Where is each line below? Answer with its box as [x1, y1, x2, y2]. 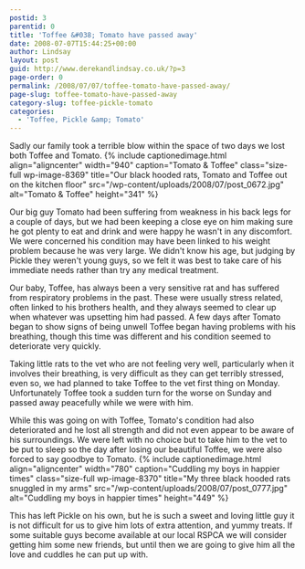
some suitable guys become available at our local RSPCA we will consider [9, 530, 288, 541]
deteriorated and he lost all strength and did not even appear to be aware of [9, 425, 295, 436]
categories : [9, 107, 55, 116]
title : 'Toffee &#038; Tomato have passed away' [9, 30, 198, 39]
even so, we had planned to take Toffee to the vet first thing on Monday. [9, 378, 280, 389]
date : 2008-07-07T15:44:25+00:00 [9, 38, 137, 48]
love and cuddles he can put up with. [9, 549, 149, 560]
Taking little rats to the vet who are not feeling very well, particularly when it [9, 358, 295, 370]
